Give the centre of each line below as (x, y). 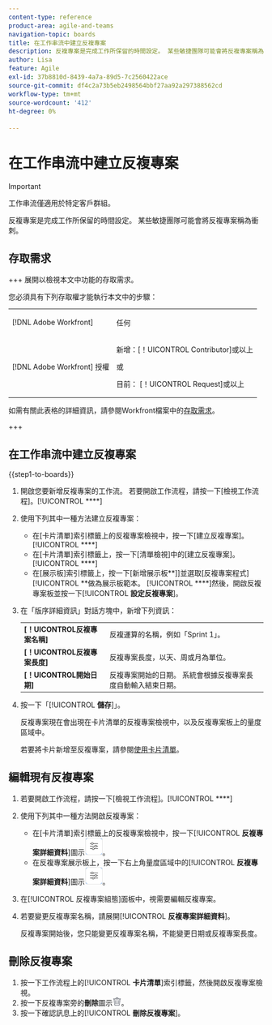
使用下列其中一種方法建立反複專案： (81, 518)
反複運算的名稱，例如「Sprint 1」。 (167, 634)
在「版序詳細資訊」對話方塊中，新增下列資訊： (98, 611)
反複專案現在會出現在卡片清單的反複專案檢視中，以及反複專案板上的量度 (140, 722)
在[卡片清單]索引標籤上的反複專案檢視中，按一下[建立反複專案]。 (140, 536)
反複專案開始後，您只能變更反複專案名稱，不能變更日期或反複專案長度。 (140, 933)
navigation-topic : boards (52, 34)
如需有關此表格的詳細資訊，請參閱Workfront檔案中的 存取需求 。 (114, 410)
